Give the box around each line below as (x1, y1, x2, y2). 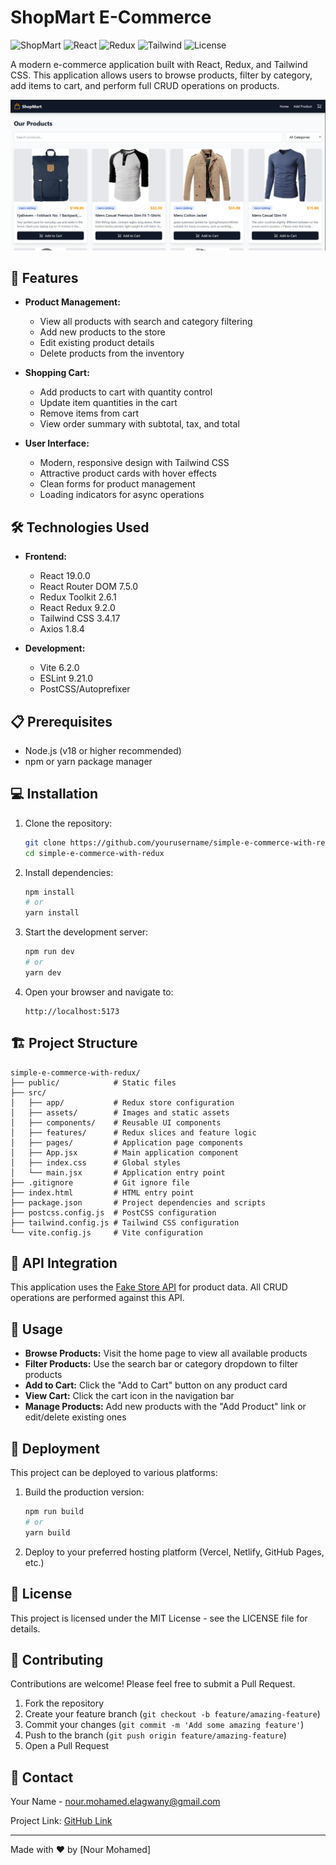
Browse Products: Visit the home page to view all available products (24, 1347, 308, 1360)
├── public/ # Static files (10, 1077, 177, 1088)
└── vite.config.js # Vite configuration (10, 1227, 203, 1238)
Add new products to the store (39, 326, 166, 338)
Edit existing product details (39, 337, 155, 349)
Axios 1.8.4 (39, 623, 85, 635)
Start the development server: (24, 926, 149, 938)
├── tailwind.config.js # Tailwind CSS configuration (10, 1217, 240, 1228)
